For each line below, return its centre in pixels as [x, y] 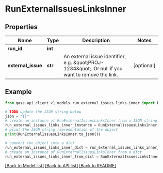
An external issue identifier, [95, 56]
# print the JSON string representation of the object [62, 130]
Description [96, 40]
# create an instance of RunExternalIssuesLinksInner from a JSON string [81, 121]
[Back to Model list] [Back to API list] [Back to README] [61, 166]
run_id [15, 48]
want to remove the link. [91, 75]
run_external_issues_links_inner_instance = [51, 125]
